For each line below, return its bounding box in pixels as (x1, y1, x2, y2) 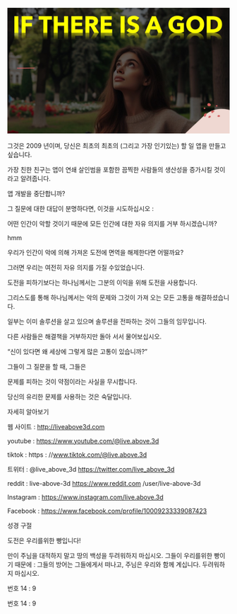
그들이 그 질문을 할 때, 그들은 (7, 362, 87, 370)
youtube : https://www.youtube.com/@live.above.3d (7, 436, 159, 445)
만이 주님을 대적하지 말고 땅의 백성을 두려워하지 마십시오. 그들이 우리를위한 (7, 551, 213, 559)
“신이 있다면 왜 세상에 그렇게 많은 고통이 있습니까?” (7, 347, 148, 356)
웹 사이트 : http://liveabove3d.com (7, 422, 105, 431)
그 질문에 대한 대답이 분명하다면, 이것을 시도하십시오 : (7, 204, 154, 212)
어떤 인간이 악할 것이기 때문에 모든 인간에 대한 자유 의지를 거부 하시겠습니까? (7, 219, 217, 227)
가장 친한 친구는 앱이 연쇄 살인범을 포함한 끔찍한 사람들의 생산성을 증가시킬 (7, 165, 213, 174)
